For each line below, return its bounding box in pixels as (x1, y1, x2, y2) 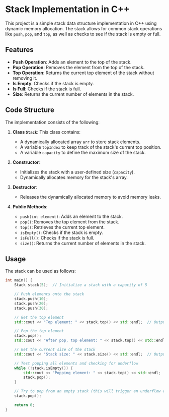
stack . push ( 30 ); (14, 306, 49, 311)
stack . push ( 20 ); (14, 301, 49, 306)
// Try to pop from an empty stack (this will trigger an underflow (14, 389, 161, 394)
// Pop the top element (14, 329, 64, 334)
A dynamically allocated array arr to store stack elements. (20, 139, 141, 145)
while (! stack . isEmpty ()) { (14, 366, 73, 371)
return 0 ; (14, 402, 35, 407)
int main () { (5, 278, 33, 283)
